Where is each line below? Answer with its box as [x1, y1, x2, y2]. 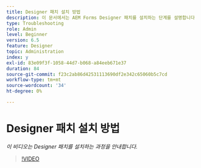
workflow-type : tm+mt [6, 77, 62, 83]
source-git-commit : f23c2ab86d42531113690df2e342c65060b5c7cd [6, 71, 167, 77]
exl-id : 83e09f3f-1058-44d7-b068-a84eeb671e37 [6, 60, 127, 66]
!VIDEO [21, 155, 40, 162]
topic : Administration [6, 49, 64, 55]
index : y [6, 54, 29, 60]
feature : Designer [6, 43, 53, 49]
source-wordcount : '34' [6, 83, 67, 89]
